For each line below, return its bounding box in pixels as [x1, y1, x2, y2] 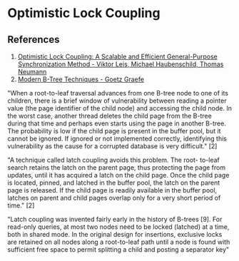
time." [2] [7, 201, 35, 210]
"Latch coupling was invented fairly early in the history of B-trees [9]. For [7, 215, 223, 223]
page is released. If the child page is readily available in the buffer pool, [7, 186, 218, 194]
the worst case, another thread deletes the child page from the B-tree [7, 112, 212, 120]
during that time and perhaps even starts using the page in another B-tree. [7, 119, 226, 128]
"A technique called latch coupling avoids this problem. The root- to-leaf [7, 155, 220, 164]
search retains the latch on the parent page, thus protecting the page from [7, 163, 226, 172]
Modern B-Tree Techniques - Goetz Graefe [17, 75, 145, 83]
